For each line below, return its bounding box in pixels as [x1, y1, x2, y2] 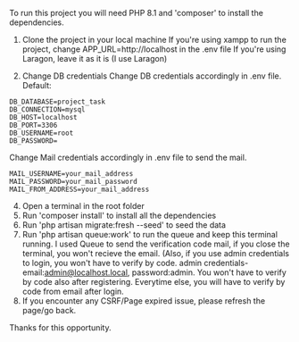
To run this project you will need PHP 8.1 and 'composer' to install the [9, 8, 263, 18]
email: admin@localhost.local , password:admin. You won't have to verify [21, 267, 287, 278]
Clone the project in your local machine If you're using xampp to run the [21, 35, 287, 45]
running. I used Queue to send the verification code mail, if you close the [21, 238, 290, 249]
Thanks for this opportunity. [9, 322, 112, 333]
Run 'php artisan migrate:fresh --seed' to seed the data [21, 220, 226, 230]
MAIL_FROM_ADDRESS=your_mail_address [9, 185, 150, 194]
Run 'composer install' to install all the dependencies [21, 210, 217, 221]
